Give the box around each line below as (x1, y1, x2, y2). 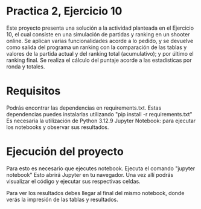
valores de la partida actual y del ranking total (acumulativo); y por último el (6, 50, 194, 57)
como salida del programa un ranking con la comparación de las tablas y (6, 44, 187, 51)
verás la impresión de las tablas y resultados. (6, 196, 119, 203)
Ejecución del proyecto (6, 145, 124, 159)
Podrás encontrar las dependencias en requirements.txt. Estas (6, 104, 162, 111)
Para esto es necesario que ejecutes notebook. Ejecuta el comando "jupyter (6, 165, 196, 172)
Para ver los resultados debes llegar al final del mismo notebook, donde (6, 189, 185, 196)
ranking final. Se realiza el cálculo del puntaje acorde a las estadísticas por (6, 56, 192, 64)
